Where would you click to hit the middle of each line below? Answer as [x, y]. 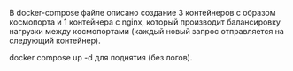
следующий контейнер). [55, 40]
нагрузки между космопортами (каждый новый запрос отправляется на [147, 31]
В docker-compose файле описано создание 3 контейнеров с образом [143, 13]
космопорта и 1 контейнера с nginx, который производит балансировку [145, 22]
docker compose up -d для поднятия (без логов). [101, 57]
